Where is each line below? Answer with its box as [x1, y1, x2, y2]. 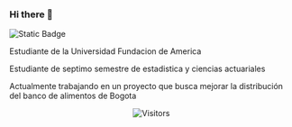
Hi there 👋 [9, 8, 54, 21]
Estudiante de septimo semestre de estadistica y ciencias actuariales [9, 63, 266, 75]
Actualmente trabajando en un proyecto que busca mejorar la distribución [9, 81, 284, 92]
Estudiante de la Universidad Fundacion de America [9, 46, 202, 57]
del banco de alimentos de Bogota [9, 90, 137, 102]
